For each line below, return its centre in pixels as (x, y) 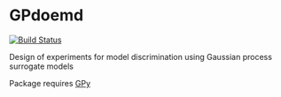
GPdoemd (47, 15)
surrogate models (41, 66)
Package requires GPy (50, 83)
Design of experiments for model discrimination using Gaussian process (141, 56)
